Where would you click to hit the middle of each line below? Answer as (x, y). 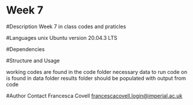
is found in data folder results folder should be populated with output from (96, 78)
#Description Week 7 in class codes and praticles (66, 26)
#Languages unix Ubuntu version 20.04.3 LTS (62, 38)
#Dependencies (26, 49)
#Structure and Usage (33, 60)
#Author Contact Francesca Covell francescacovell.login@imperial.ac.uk (94, 96)
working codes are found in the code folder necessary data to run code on (97, 72)
